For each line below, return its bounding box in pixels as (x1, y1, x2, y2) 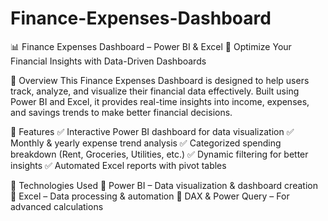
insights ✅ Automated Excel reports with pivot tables (10, 159, 227, 171)
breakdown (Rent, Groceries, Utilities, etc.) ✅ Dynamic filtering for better (10, 148, 309, 160)
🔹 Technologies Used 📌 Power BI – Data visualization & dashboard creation (10, 179, 318, 191)
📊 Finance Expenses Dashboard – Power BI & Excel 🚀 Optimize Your (10, 40, 292, 52)
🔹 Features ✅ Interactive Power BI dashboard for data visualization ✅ (10, 125, 295, 137)
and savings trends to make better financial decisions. (10, 106, 233, 118)
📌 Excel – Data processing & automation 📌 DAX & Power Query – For (10, 190, 290, 202)
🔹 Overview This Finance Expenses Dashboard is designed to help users (10, 74, 310, 86)
